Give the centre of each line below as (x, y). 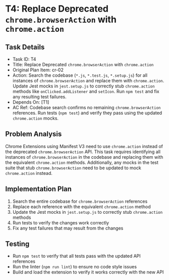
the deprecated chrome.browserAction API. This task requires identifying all (83, 152)
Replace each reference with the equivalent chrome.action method (82, 206)
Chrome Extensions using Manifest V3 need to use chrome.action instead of (84, 146)
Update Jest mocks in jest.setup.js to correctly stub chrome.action (83, 86)
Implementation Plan (39, 189)
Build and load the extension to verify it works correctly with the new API (88, 272)
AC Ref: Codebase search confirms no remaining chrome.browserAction (87, 107)
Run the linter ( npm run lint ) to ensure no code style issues (75, 267)
